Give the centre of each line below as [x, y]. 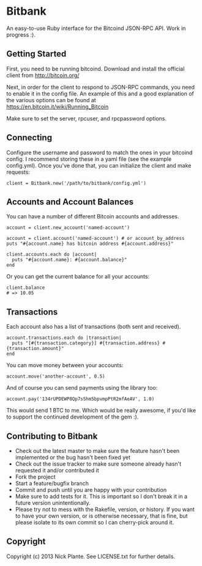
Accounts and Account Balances [70, 202]
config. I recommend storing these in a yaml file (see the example [89, 159]
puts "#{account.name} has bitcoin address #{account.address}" [90, 244]
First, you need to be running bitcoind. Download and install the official [95, 69]
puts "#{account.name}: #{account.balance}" [69, 260]
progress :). [21, 34]
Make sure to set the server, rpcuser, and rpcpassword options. [87, 118]
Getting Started [36, 54]
